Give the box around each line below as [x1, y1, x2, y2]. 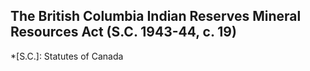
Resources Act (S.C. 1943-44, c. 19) [10, 24, 237, 41]
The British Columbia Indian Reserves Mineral [10, 8, 302, 25]
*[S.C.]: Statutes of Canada [10, 50, 124, 62]
